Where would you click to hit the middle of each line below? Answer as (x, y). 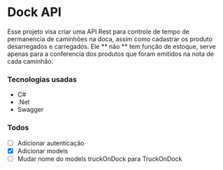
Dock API (34, 12)
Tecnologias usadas (42, 79)
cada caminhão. (30, 61)
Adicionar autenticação (51, 143)
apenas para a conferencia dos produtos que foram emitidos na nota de (111, 54)
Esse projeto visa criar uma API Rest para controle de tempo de (99, 31)
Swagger (30, 110)
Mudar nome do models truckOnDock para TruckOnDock (100, 159)
